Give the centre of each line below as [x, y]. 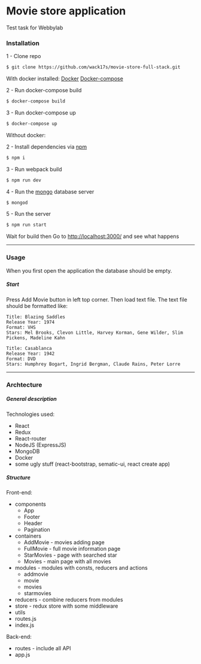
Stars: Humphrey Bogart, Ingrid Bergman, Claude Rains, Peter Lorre [93, 364]
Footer [32, 517]
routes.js [26, 619]
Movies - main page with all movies [67, 562]
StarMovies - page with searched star [71, 555]
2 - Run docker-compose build [44, 90]
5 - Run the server [29, 214]
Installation [23, 43]
